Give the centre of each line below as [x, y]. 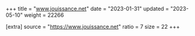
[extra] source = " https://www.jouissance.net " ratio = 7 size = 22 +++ [93, 27]
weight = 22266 [44, 15]
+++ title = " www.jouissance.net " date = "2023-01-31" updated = [87, 9]
